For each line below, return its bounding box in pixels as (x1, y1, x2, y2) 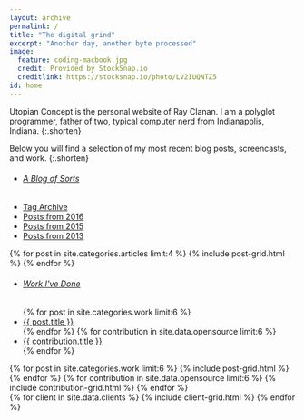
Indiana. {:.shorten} (9, 125, 82, 136)
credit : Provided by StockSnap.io (17, 65, 148, 74)
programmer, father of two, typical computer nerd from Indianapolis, (9, 115, 265, 126)
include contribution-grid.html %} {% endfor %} (9, 383, 189, 394)
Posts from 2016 (22, 211, 84, 222)
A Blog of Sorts (22, 174, 80, 185)
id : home (9, 81, 43, 90)
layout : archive (9, 13, 71, 23)
